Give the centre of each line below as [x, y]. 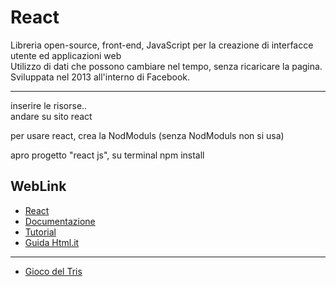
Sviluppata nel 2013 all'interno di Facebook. [100, 77]
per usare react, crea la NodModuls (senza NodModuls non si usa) [147, 135]
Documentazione [60, 221]
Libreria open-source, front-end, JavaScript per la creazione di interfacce [162, 45]
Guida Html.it [52, 242]
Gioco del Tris [53, 271]
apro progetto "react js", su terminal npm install [107, 155]
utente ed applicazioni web [66, 55]
